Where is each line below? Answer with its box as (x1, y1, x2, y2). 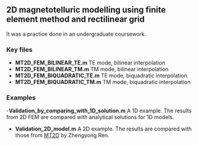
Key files (6, 45, 33, 54)
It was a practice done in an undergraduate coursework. (6, 30, 147, 37)
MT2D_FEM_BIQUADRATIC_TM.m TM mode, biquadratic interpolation (15, 79, 191, 86)
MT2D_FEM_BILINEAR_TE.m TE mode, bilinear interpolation (15, 59, 165, 66)
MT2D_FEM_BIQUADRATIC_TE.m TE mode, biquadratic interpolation (15, 72, 188, 79)
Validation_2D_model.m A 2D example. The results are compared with (15, 125, 192, 132)
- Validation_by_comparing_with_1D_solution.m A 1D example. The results (6, 107, 192, 114)
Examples (6, 94, 36, 102)
